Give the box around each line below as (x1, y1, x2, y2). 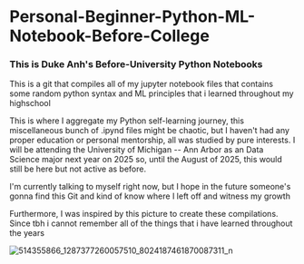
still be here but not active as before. (9, 163, 147, 174)
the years (9, 228, 45, 239)
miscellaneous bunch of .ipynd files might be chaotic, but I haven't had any (9, 125, 290, 136)
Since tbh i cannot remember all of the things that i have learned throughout (9, 218, 293, 229)
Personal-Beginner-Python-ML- (9, 6, 256, 27)
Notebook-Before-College (9, 25, 211, 46)
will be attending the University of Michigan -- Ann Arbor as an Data (9, 144, 264, 155)
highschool (9, 98, 52, 109)
